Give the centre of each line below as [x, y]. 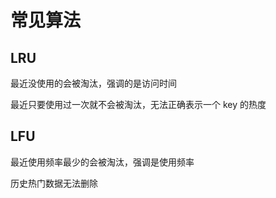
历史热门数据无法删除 [54, 183]
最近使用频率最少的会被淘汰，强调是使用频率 [102, 162]
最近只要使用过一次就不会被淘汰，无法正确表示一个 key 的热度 [138, 104]
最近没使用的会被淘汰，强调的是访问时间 [93, 83]
